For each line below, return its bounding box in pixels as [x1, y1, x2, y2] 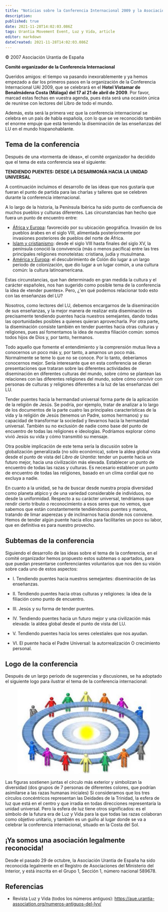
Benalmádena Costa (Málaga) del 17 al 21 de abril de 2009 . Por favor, [5, 89, 150, 95]
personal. [12, 645, 32, 651]
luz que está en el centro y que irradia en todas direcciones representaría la [5, 800, 161, 806]
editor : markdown [5, 35, 41, 40]
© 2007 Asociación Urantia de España [5, 54, 84, 60]
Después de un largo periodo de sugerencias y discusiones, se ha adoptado [5, 673, 162, 679]
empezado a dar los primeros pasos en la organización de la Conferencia [5, 79, 156, 85]
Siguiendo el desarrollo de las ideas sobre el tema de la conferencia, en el [5, 550, 157, 556]
